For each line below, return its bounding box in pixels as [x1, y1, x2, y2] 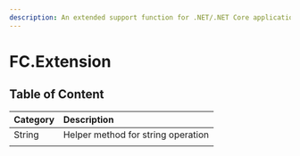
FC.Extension [9, 51, 112, 71]
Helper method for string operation [62, 128, 210, 141]
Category [13, 113, 55, 126]
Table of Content [9, 86, 104, 103]
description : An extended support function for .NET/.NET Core [9, 12, 250, 22]
